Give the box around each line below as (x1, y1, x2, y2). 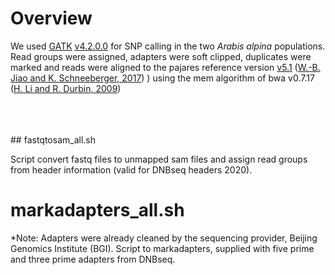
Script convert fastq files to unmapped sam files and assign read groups (10, 153, 308, 165)
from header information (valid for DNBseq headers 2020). (10, 163, 253, 176)
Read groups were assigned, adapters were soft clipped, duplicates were (10, 50, 312, 62)
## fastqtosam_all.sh (10, 133, 96, 146)
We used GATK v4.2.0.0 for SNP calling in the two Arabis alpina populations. (10, 40, 326, 52)
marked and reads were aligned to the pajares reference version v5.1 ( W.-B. (10, 61, 321, 73)
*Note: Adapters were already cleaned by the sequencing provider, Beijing (10, 232, 318, 244)
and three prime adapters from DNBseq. (10, 253, 176, 265)
